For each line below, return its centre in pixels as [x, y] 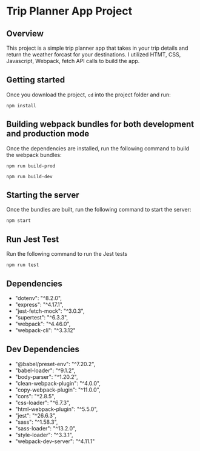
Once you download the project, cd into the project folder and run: [88, 95]
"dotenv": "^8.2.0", [38, 298]
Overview [25, 34]
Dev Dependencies [43, 349]
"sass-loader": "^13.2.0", [46, 428]
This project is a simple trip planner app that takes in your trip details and [97, 48]
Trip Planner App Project [69, 11]
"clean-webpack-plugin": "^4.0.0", [58, 383]
